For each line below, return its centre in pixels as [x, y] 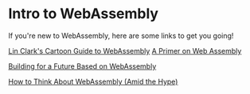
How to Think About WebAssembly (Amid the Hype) [93, 81]
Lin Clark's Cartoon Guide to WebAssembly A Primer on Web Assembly [125, 51]
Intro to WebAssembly [84, 14]
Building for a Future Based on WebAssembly [82, 66]
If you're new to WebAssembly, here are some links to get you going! [121, 36]
